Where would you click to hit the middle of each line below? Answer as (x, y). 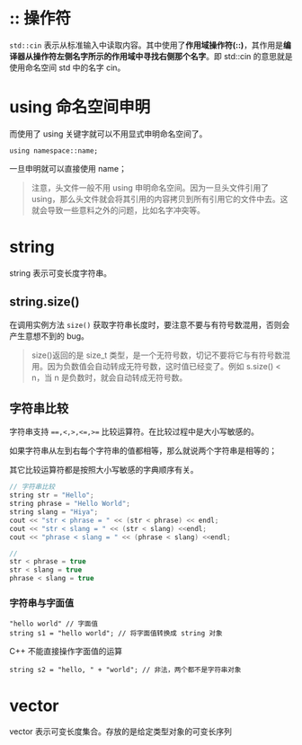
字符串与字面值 (42, 603)
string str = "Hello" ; (52, 495)
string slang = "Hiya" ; (54, 512)
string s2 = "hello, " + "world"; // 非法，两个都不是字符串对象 (125, 670)
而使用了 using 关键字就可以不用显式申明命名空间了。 (108, 133)
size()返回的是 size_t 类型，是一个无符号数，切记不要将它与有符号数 (157, 355)
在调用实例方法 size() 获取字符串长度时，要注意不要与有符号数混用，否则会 (150, 324)
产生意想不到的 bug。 (49, 336)
